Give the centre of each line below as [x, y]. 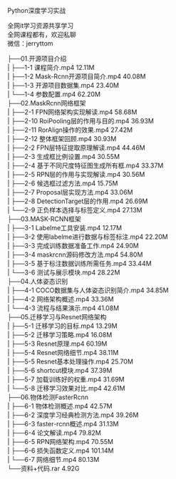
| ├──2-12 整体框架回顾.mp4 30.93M [62, 139]
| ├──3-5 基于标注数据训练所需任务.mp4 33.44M [79, 263]
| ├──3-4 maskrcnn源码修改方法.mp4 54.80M [75, 254]
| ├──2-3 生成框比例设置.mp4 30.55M [63, 156]
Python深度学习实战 [37, 10]
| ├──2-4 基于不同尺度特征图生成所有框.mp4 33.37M [86, 165]
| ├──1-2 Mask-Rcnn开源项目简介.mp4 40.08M [77, 76]
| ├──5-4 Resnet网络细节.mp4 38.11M [63, 352]
